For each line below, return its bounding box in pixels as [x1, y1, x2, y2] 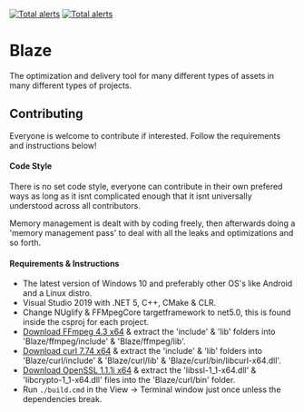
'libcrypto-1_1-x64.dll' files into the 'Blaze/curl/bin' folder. [22, 375, 236, 386]
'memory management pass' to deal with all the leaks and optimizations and [9, 227, 294, 238]
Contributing [9, 106, 83, 122]
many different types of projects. [9, 80, 132, 91]
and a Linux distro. [22, 288, 93, 299]
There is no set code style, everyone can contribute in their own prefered [9, 181, 283, 191]
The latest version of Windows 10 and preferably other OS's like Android [22, 278, 293, 289]
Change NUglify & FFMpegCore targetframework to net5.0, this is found [22, 307, 291, 318]
